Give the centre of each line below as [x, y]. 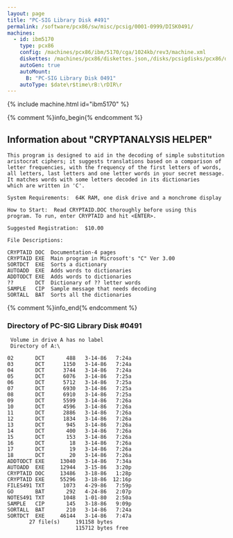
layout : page [26, 14]
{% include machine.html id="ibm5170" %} [68, 104]
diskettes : [35, 59]
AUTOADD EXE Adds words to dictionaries [69, 271]
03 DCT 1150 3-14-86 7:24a [69, 365]
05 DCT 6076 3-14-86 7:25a [69, 376]
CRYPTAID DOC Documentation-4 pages [62, 253]
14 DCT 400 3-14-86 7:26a [69, 431]
